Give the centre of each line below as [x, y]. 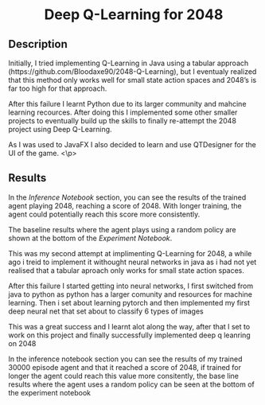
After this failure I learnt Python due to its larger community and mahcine [127, 104]
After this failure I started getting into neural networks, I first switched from [131, 286]
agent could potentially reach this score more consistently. [104, 214]
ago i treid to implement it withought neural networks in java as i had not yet [132, 262]
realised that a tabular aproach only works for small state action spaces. [127, 270]
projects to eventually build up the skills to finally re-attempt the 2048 [123, 121]
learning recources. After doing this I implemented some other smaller [123, 112]
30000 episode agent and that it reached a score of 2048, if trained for [125, 367]
